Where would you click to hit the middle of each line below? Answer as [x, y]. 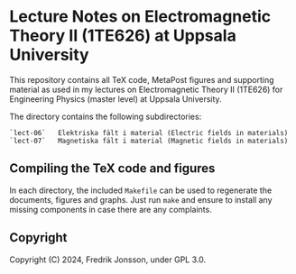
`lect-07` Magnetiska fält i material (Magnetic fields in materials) [149, 141]
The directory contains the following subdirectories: [106, 116]
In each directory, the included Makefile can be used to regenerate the [141, 190]
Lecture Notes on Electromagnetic [140, 17]
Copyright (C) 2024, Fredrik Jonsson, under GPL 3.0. [107, 260]
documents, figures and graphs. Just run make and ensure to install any [141, 199]
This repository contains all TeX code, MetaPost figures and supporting [142, 79]
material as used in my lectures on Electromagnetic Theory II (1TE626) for [146, 89]
